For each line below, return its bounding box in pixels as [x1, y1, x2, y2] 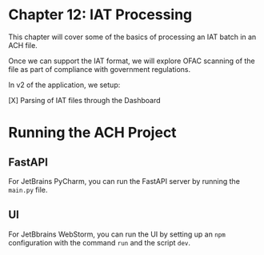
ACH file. [8, 40, 38, 50]
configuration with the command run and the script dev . [8, 237, 190, 247]
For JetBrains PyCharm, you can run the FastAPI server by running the [8, 176, 240, 185]
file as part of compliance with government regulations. [8, 64, 191, 74]
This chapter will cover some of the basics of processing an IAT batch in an [8, 32, 257, 42]
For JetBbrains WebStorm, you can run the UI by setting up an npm [8, 229, 226, 239]
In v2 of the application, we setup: [8, 80, 121, 90]
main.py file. [8, 185, 48, 194]
